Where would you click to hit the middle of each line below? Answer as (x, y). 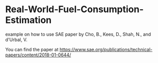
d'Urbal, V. (16, 40)
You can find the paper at (32, 49)
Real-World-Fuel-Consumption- (74, 9)
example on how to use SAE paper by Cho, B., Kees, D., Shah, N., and (78, 34)
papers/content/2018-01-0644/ (38, 55)
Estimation (29, 20)
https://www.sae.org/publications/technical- (106, 49)
